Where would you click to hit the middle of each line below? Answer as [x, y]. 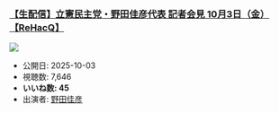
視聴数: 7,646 [47, 77]
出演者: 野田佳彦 [52, 100]
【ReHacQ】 [37, 27]
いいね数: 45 [45, 88]
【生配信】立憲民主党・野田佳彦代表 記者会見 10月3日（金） [139, 13]
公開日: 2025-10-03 [59, 65]
